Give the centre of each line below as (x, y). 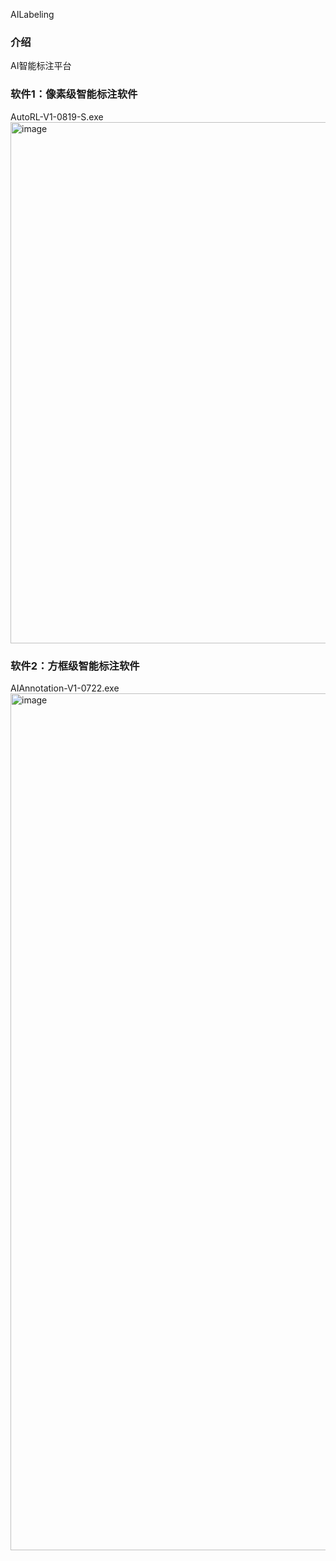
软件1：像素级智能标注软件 (74, 94)
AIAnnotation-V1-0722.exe (65, 688)
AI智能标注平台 (41, 66)
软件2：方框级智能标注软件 (75, 666)
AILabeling (32, 14)
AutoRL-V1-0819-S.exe (57, 116)
